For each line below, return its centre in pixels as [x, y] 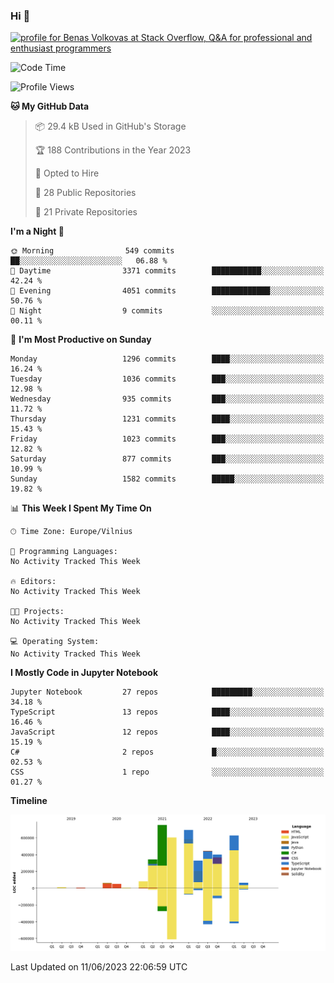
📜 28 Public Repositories [85, 193]
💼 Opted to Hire [67, 173]
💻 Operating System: [55, 642]
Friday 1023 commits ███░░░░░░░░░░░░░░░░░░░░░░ [167, 439]
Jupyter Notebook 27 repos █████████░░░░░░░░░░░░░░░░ [167, 692]
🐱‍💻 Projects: [37, 612]
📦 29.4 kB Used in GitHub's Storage [110, 126]
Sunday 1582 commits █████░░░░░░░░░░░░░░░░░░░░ [167, 479]
